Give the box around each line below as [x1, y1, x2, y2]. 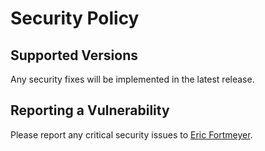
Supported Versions [10, 47, 138, 64]
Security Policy [10, 7, 140, 30]
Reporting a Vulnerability [10, 102, 170, 119]
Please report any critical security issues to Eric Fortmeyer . [10, 128, 253, 141]
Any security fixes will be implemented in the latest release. [10, 73, 255, 85]
